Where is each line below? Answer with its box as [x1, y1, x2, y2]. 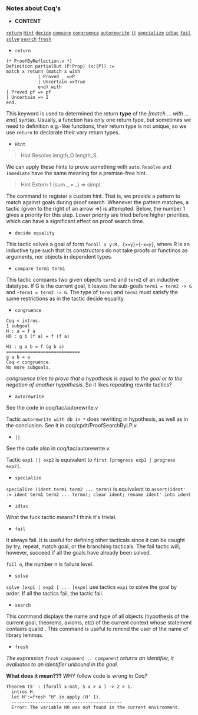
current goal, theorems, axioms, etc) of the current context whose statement [6, 619, 192, 626]
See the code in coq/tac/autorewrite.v [6, 404, 98, 411]
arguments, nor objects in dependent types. [6, 253, 113, 260]
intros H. [11, 689, 35, 695]
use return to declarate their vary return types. [6, 129, 120, 136]
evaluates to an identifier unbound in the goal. [6, 661, 118, 668]
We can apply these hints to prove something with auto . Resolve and [6, 163, 172, 170]
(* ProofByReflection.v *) [6, 58, 72, 65]
